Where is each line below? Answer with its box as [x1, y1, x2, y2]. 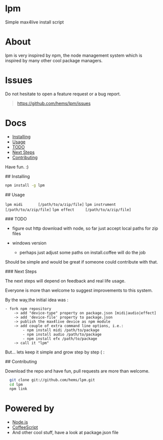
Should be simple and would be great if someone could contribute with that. [5, 259, 158, 264]
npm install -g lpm [5, 183, 45, 188]
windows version [12, 240, 47, 246]
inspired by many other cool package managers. [5, 57, 103, 64]
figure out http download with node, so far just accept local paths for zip [12, 225, 158, 231]
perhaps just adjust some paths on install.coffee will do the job [19, 249, 146, 255]
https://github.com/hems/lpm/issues [17, 100, 91, 106]
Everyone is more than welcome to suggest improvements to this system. [5, 287, 153, 293]
